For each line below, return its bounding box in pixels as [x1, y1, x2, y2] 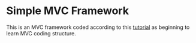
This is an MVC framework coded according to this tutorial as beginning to [6, 24, 190, 31]
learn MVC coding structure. [6, 29, 77, 37]
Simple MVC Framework [6, 4, 129, 18]
